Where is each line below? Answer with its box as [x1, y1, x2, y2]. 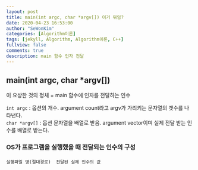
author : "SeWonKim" [6, 25, 55, 32]
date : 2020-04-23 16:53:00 [6, 20, 73, 26]
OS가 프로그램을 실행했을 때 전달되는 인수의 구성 [6, 143, 136, 152]
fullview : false [6, 42, 46, 48]
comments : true [6, 48, 44, 54]
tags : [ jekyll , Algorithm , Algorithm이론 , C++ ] [6, 36, 124, 42]
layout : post [6, 8, 39, 15]
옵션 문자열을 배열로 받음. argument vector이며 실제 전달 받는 [42, 119, 186, 126]
